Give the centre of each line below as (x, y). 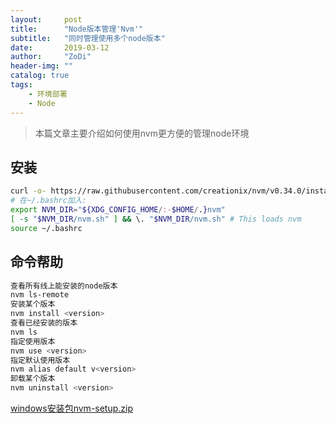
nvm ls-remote (40, 295)
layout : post (46, 19)
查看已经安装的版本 (44, 323)
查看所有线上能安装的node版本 (64, 286)
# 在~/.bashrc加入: (48, 201)
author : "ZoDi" (51, 57)
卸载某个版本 (33, 379)
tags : (21, 85)
